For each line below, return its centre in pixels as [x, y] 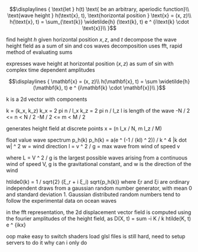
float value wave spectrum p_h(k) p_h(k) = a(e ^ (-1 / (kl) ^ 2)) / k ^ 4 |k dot [97, 140]
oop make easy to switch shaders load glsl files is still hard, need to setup [96, 236]
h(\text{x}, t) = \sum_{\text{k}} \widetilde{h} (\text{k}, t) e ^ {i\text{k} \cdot [99, 22]
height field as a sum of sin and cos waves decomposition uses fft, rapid [94, 46]
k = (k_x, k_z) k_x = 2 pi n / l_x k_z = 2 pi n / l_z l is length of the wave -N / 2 [98, 111]
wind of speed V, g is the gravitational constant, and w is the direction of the [99, 164]
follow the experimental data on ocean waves [61, 201]
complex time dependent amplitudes [51, 70]
